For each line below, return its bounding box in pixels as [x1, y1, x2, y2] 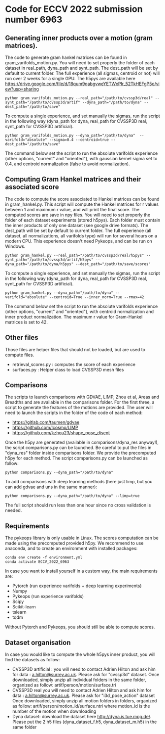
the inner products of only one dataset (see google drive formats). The [5, 222, 149, 228]
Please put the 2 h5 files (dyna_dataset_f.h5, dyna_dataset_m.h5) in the [12, 719, 157, 725]
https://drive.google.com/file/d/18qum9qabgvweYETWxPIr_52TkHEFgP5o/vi [5, 81, 160, 87]
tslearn [12, 609, 27, 615]
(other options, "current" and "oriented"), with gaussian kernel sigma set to [5, 156, 158, 161]
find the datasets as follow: [5, 657, 60, 663]
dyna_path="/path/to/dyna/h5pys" [5, 261, 74, 267]
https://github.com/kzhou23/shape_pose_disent [12, 430, 110, 436]
